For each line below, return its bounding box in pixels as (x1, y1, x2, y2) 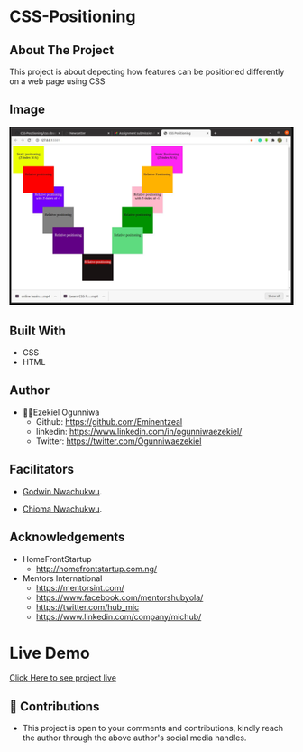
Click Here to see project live (9, 672, 117, 683)
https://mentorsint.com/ (35, 582, 124, 593)
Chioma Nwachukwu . (22, 503, 103, 514)
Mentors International (22, 572, 103, 584)
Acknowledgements (9, 530, 125, 545)
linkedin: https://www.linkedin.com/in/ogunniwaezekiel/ (35, 426, 243, 437)
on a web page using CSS (9, 76, 106, 87)
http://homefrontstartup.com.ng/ (35, 563, 158, 574)
